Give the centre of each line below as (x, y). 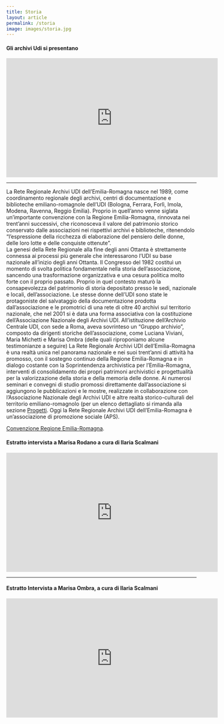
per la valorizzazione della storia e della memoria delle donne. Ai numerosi (99, 378)
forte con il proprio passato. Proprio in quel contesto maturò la (84, 281)
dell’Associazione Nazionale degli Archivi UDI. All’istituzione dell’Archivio (96, 320)
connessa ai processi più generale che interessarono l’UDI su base (89, 256)
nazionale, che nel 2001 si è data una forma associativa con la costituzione (99, 314)
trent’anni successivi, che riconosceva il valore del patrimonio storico (92, 224)
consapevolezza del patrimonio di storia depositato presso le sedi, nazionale (101, 288)
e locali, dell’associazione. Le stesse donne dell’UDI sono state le (87, 295)
